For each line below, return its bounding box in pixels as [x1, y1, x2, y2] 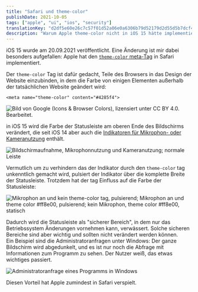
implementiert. [6, 60, 41, 67]
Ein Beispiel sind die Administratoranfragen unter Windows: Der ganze [6, 237, 177, 245]
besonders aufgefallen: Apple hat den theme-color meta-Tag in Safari [6, 53, 174, 60]
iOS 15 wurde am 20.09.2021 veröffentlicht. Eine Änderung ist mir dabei [6, 47, 180, 54]
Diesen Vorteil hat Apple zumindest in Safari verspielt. [6, 279, 137, 286]
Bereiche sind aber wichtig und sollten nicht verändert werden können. [6, 231, 179, 238]
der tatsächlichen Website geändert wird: [6, 83, 107, 90]
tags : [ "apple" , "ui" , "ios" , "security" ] [6, 19, 112, 25]
